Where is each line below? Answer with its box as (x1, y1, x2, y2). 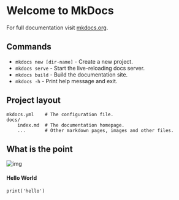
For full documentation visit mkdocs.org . (6, 24, 109, 31)
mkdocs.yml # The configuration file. (6, 111, 114, 117)
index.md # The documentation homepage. (17, 122, 124, 128)
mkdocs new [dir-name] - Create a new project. (15, 57, 133, 65)
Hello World (6, 174, 37, 181)
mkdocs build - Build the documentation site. (15, 71, 128, 78)
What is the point (6, 144, 74, 154)
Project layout (6, 95, 61, 106)
